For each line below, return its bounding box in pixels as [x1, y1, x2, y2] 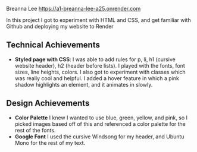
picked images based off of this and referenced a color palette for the [14, 120, 186, 127]
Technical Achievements [6, 40, 100, 50]
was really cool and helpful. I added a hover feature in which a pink [14, 74, 180, 82]
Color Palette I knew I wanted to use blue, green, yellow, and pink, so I [14, 114, 188, 121]
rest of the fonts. [14, 126, 56, 134]
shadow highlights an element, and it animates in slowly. [14, 81, 153, 88]
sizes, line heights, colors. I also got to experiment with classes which [14, 68, 186, 75]
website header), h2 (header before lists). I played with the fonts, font [14, 62, 186, 69]
